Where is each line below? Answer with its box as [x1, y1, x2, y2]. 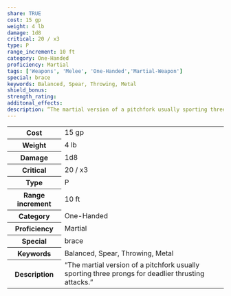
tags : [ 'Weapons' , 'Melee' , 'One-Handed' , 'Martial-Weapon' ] [7, 67, 184, 74]
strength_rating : [7, 94, 57, 101]
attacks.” [64, 277, 93, 287]
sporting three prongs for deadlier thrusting [64, 269, 205, 279]
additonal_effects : [7, 100, 63, 107]
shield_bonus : [7, 87, 48, 94]
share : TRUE [7, 10, 41, 17]
